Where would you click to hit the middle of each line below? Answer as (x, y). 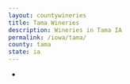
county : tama (30, 45)
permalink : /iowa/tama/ (48, 37)
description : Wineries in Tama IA (65, 30)
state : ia (25, 52)
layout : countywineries (48, 15)
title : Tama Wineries (44, 23)
